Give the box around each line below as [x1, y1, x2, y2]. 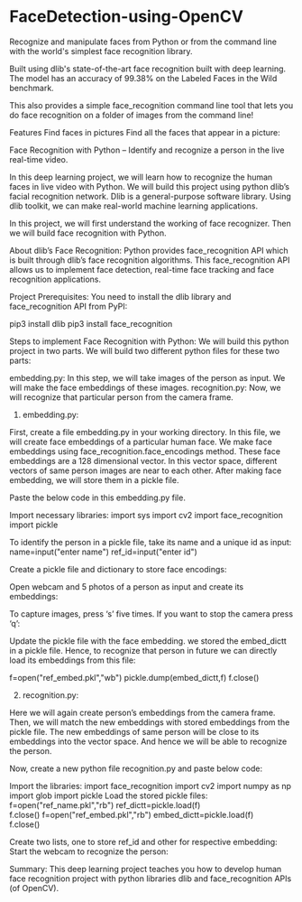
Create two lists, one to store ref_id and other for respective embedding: [9, 836, 278, 847]
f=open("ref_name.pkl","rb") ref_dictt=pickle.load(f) [9, 799, 201, 810]
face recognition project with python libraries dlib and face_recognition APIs [9, 873, 292, 884]
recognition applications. [9, 274, 102, 284]
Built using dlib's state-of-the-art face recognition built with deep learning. [9, 63, 287, 74]
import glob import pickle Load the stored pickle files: [9, 790, 208, 801]
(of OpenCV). [9, 882, 59, 893]
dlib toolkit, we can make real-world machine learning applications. [9, 200, 259, 211]
